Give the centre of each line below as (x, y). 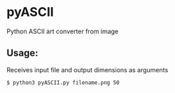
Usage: (23, 53)
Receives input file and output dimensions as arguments (87, 69)
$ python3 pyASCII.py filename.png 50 (63, 83)
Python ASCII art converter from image (63, 31)
